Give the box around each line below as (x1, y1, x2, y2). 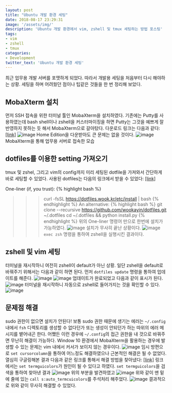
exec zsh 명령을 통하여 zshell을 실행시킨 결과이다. (43, 231, 144, 237)
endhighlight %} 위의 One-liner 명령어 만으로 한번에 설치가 (43, 218, 163, 224)
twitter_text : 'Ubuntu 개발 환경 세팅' (5, 60, 84, 65)
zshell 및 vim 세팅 (5, 248, 61, 256)
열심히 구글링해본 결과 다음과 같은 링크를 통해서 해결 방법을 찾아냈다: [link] (5, 357, 154, 363)
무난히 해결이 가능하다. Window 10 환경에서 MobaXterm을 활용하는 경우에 (10, 337, 160, 343)
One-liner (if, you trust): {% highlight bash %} (5, 185, 102, 192)
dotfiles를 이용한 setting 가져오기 (5, 155, 108, 163)
